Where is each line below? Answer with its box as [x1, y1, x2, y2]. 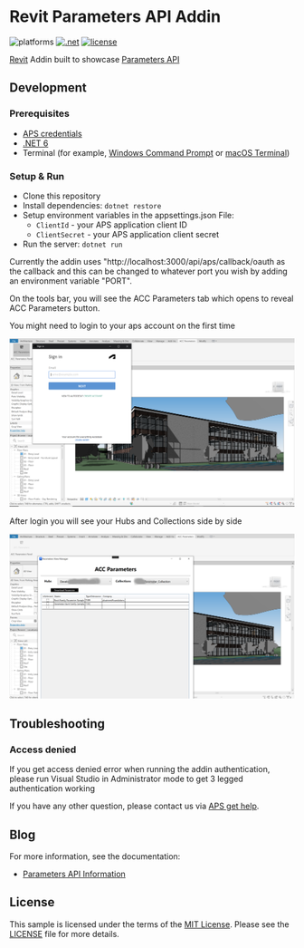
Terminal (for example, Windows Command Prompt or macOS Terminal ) [22, 147, 290, 158]
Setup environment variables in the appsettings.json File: [22, 209, 235, 220]
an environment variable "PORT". [9, 275, 133, 286]
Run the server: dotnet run [22, 238, 123, 249]
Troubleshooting [9, 716, 106, 731]
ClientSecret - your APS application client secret [35, 228, 220, 239]
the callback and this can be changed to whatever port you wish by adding [9, 266, 288, 276]
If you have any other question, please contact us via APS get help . [9, 800, 260, 812]
